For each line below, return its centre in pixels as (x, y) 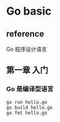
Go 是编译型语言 (30, 89)
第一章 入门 (27, 70)
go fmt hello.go (27, 113)
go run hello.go (27, 102)
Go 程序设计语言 (27, 49)
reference (25, 34)
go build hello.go (29, 107)
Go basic (29, 11)
